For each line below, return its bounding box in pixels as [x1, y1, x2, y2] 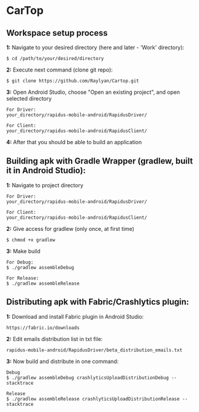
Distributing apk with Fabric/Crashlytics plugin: [6, 297, 189, 307]
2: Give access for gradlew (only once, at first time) [6, 225, 135, 232]
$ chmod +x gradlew [6, 237, 56, 243]
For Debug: [6, 259, 34, 265]
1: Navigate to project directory [6, 181, 83, 188]
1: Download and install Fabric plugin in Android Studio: [6, 313, 144, 320]
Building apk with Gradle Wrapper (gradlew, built [6, 156, 194, 167]
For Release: [6, 275, 39, 281]
